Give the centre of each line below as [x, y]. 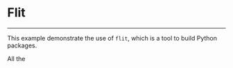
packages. [22, 45]
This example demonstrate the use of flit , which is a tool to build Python [112, 38]
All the [16, 58]
